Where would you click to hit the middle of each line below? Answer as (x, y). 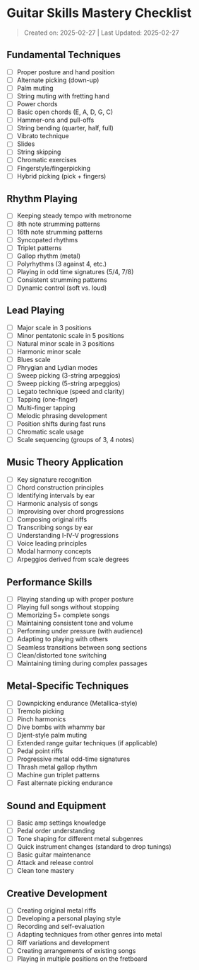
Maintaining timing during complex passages (82, 663)
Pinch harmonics (41, 719)
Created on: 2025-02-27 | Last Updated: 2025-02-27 (101, 33)
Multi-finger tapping (46, 407)
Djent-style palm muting (52, 735)
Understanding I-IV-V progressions (68, 536)
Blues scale (34, 360)
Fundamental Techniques (64, 55)
